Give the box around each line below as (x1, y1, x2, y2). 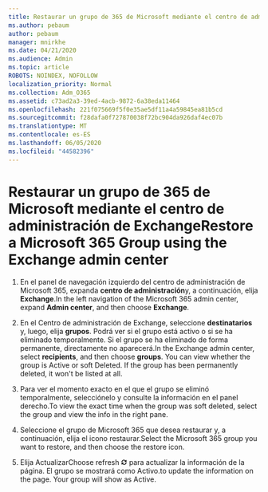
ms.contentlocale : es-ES (8, 131, 91, 139)
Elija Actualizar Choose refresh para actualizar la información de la (19, 457, 245, 466)
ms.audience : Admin (8, 55, 73, 63)
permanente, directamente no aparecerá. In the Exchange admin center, (19, 343, 255, 352)
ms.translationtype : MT (8, 122, 88, 131)
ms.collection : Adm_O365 (8, 89, 91, 96)
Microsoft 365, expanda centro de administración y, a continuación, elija (19, 285, 258, 295)
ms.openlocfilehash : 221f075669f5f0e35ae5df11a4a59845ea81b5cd (8, 105, 223, 113)
